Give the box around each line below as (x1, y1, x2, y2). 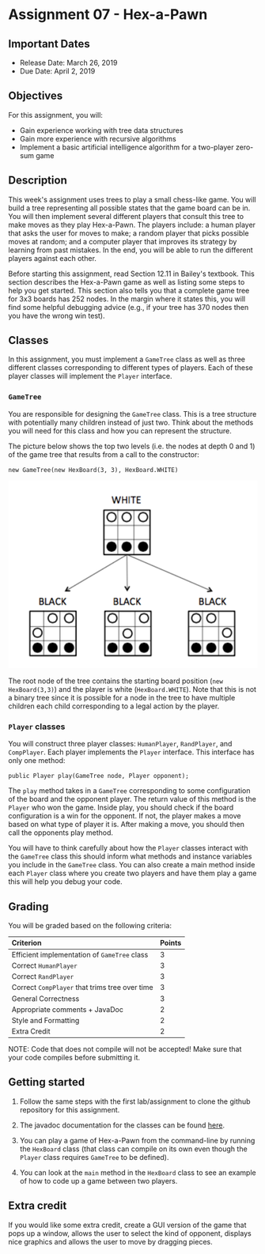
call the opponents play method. (8, 828, 113, 837)
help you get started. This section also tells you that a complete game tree (8, 285, 250, 295)
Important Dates (8, 37, 90, 51)
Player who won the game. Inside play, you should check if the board (8, 803, 234, 812)
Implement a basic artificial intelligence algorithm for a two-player (19, 142, 235, 152)
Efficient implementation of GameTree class (11, 950, 149, 959)
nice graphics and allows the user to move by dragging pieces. (8, 1237, 213, 1246)
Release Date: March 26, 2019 (19, 58, 118, 67)
